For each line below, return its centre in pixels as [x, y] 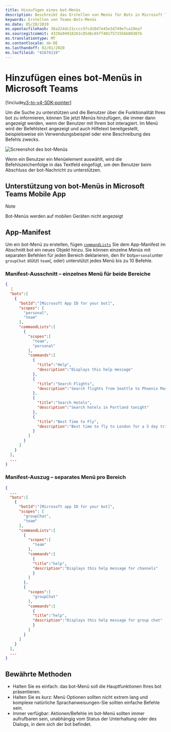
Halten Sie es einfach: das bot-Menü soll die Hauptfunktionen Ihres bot [87, 686]
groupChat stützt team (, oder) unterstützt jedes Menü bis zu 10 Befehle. [79, 261]
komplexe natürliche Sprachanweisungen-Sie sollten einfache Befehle [86, 702]
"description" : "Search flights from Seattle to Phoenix [98, 388]
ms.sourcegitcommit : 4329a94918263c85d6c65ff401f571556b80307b [74, 34]
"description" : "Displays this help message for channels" [95, 568]
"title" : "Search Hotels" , [65, 403]
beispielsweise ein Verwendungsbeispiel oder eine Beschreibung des [78, 134]
